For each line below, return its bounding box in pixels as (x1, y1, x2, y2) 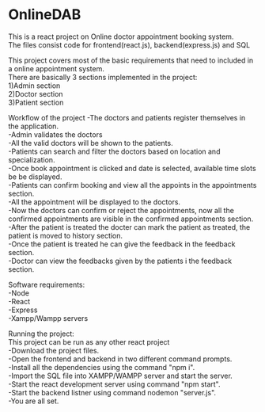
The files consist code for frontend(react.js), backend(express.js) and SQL (8, 40, 251, 49)
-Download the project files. (8, 345, 100, 355)
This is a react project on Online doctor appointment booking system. (8, 32, 234, 41)
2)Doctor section (8, 89, 63, 98)
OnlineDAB (8, 6, 81, 24)
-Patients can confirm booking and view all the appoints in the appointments (8, 180, 257, 189)
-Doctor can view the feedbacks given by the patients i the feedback (8, 256, 232, 265)
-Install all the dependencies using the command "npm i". (8, 362, 195, 372)
